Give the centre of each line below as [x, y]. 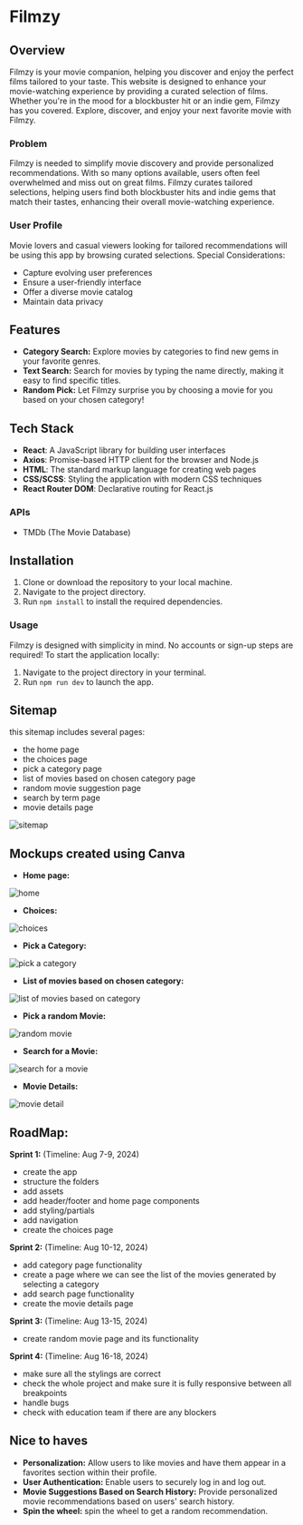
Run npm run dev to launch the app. [88, 681]
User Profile [36, 226]
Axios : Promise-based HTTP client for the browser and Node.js [141, 460]
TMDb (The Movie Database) [76, 532]
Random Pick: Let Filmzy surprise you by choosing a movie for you [147, 390]
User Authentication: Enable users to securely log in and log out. [144, 1481]
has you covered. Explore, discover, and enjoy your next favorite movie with [151, 110]
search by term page [62, 798]
